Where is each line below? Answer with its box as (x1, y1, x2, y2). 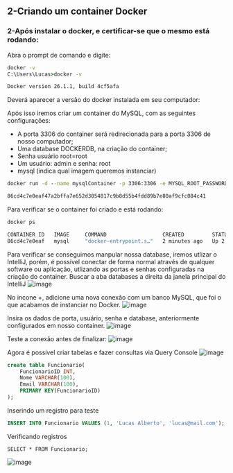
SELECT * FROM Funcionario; (7, 445, 89, 453)
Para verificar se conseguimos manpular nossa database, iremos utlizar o (7, 250, 217, 259)
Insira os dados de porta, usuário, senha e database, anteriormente (7, 313, 200, 322)
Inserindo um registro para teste (7, 406, 99, 415)
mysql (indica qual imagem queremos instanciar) (17, 166, 157, 175)
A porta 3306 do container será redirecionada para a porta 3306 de (17, 130, 212, 138)
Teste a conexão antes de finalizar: (7, 334, 107, 343)
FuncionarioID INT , (19, 368, 76, 375)
